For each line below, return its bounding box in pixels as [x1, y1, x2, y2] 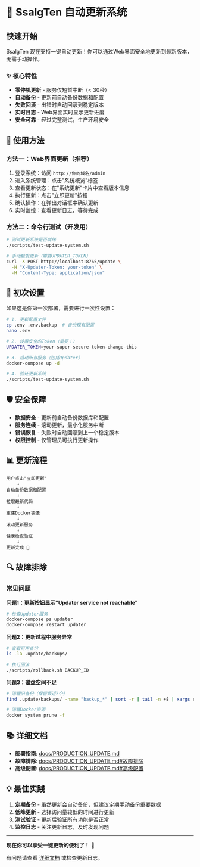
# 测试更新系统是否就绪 [6, 237, 57, 243]
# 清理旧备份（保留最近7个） [6, 691, 68, 697]
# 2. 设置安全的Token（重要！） [6, 338, 77, 344]
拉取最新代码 [6, 498, 33, 504]
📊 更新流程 [6, 455, 48, 465]
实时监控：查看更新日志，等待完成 [14, 206, 99, 213]
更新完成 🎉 [6, 545, 30, 551]
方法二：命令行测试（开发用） [6, 223, 92, 231]
